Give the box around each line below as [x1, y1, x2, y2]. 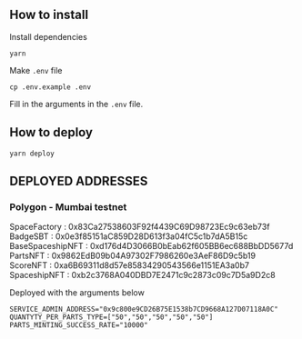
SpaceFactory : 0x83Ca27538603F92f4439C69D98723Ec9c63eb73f [9, 222, 270, 233]
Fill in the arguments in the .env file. [9, 98, 144, 109]
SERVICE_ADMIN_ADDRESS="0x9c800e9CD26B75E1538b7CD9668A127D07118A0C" [9, 304, 279, 314]
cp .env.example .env [9, 82, 92, 92]
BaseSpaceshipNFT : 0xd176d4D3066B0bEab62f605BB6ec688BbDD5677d [9, 241, 294, 252]
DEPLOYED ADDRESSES [9, 174, 148, 189]
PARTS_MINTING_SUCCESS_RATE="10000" [9, 321, 148, 330]
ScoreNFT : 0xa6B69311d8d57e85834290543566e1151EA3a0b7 [9, 260, 250, 271]
